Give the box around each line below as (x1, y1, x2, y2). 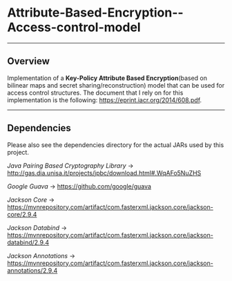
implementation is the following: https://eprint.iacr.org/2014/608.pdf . (7, 95, 202, 104)
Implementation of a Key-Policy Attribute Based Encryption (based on (7, 74, 208, 82)
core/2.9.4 (7, 210, 37, 218)
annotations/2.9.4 (7, 266, 58, 274)
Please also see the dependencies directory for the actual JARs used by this (7, 140, 224, 149)
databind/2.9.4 (7, 238, 50, 246)
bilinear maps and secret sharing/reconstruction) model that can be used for (7, 81, 225, 89)
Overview (7, 55, 50, 67)
